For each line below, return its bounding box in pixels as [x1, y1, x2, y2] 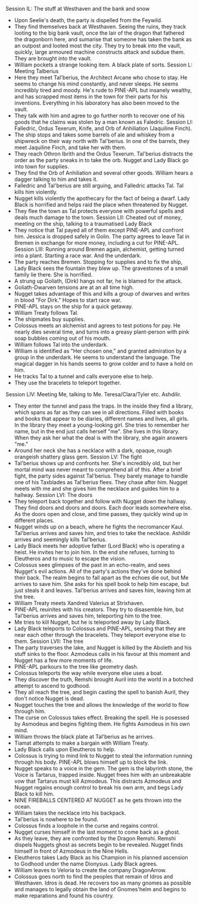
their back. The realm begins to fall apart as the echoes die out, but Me [14, 574, 189, 581]
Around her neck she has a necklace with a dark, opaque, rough [14, 447, 172, 454]
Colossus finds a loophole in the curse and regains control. [14, 822, 159, 829]
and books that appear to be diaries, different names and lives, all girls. [14, 415, 189, 422]
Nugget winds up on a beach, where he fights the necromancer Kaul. [14, 523, 184, 530]
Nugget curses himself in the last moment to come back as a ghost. [14, 828, 181, 836]
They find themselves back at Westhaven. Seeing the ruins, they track [14, 23, 186, 30]
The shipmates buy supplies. [14, 315, 85, 323]
